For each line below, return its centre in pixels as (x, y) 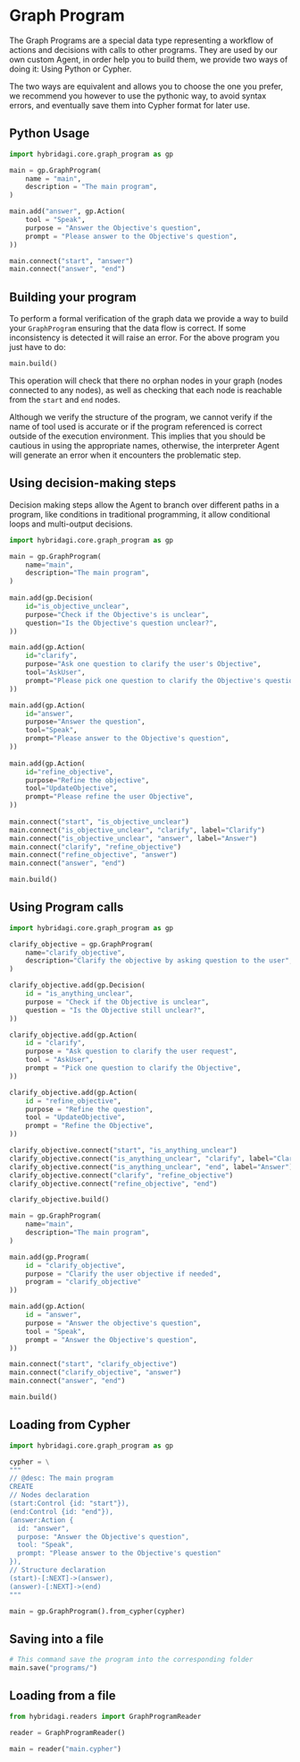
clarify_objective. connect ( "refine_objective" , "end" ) (113, 1184)
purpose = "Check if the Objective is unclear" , (117, 1002)
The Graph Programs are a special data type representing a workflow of (142, 40)
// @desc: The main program (62, 1478)
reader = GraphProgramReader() (67, 1732)
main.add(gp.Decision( (51, 598)
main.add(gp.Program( (50, 1257)
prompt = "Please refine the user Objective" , (109, 797)
